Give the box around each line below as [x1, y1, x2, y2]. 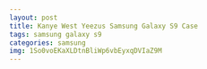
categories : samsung [9, 38, 87, 47]
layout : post [9, 13, 58, 22]
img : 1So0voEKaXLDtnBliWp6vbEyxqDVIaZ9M [9, 47, 163, 56]
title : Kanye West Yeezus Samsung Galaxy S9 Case [9, 22, 199, 30]
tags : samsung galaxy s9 [9, 30, 102, 39]
